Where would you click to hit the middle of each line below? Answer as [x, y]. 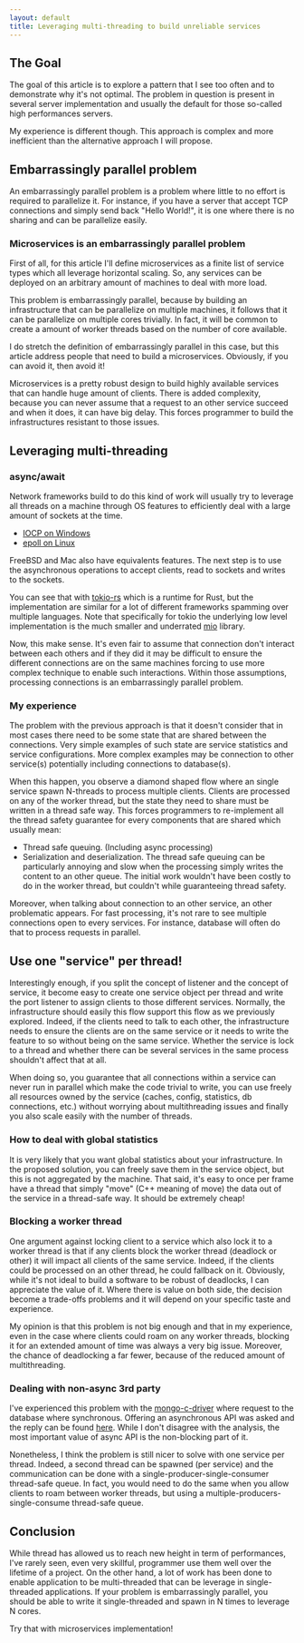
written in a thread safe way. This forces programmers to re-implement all [147, 811]
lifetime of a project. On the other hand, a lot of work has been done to [141, 1572]
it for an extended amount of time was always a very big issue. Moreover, [146, 1345]
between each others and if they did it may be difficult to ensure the [136, 653]
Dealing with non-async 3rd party [85, 1388]
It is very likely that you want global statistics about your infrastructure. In [146, 1159]
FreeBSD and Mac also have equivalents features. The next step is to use [146, 561]
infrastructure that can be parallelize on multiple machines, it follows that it [148, 310]
